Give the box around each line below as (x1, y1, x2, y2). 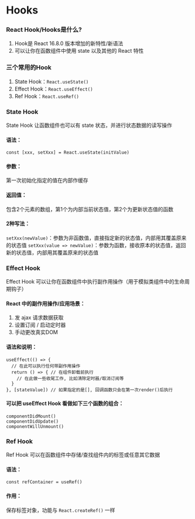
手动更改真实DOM (14, 329, 59, 336)
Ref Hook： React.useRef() (14, 92, 79, 100)
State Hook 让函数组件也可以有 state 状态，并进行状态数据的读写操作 (6, 122, 173, 129)
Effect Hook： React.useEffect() (14, 85, 93, 92)
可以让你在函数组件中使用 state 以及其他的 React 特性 (14, 48, 144, 55)
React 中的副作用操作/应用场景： (6, 300, 85, 307)
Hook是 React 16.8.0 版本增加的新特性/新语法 (14, 40, 124, 47)
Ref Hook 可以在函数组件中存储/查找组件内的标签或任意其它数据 (6, 451, 160, 459)
